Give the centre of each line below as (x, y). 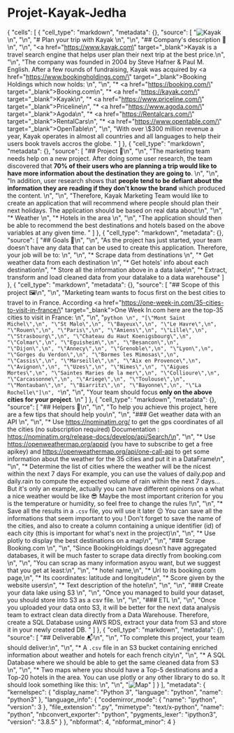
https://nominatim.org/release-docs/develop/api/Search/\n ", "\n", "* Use (111, 436)
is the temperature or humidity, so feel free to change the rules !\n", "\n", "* (115, 503)
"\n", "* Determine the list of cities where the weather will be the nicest (109, 466)
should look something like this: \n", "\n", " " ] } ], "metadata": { (107, 684)
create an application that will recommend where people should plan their (113, 203)
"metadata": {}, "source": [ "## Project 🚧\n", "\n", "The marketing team (109, 151)
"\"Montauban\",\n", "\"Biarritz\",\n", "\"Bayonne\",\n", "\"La (104, 385)
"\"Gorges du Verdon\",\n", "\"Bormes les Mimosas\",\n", (93, 354)
